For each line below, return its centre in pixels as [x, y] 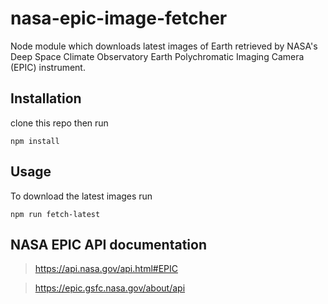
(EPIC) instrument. [48, 67]
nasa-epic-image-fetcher [119, 18]
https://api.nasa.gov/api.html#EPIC [106, 269]
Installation [46, 98]
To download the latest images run [81, 196]
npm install [35, 141]
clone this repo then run [59, 123]
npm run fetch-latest [55, 214]
